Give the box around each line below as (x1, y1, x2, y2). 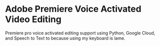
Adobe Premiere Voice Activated (5, 3, 142, 15)
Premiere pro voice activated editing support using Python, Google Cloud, (5, 30, 156, 36)
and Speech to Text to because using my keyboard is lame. (5, 35, 125, 41)
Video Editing (5, 14, 62, 25)
